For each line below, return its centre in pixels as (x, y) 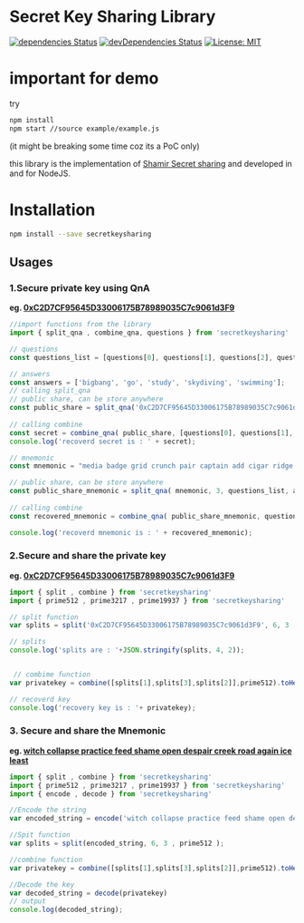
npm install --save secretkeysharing (81, 234)
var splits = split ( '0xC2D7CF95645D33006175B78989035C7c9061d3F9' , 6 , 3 (149, 626)
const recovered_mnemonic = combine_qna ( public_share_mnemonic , (135, 516)
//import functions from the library (81, 325)
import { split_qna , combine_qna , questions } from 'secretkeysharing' (149, 333)
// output (28, 901)
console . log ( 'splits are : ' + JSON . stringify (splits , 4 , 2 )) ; (127, 650)
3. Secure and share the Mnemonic (88, 731)
